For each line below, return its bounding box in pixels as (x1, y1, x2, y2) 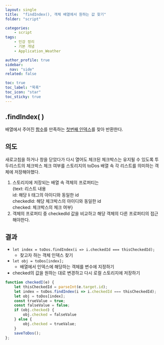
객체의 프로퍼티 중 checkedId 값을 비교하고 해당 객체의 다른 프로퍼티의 (12, 211, 149, 217)
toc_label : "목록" (5, 85, 41, 90)
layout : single (5, 7, 37, 12)
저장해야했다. (14, 169, 40, 175)
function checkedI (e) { (5, 280, 55, 285)
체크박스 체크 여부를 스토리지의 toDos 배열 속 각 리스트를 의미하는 (26, 163, 154, 169)
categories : (5, 25, 30, 30)
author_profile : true (5, 58, 50, 63)
